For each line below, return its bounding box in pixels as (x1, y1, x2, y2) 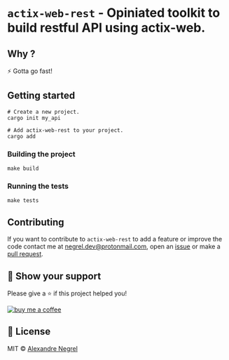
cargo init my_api (7, 114, 61, 121)
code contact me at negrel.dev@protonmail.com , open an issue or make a (7, 242, 221, 251)
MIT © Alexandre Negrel (7, 344, 78, 352)
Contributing (7, 216, 64, 228)
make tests (7, 197, 39, 204)
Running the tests (7, 181, 69, 191)
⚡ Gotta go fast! (7, 67, 53, 75)
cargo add (7, 133, 36, 140)
